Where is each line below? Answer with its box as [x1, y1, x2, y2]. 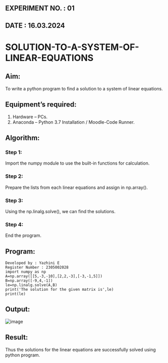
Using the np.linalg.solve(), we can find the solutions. [5, 208, 116, 214]
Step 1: [5, 148, 22, 155]
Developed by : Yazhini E [5, 260, 60, 266]
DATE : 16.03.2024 [5, 21, 66, 30]
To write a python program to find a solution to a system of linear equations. [5, 85, 163, 91]
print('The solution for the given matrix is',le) [5, 287, 114, 292]
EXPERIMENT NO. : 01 [5, 4, 75, 13]
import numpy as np [5, 269, 46, 274]
